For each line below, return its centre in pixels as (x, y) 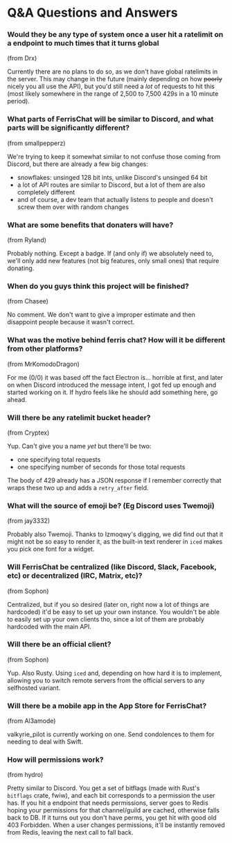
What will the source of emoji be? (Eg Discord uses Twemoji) (111, 506)
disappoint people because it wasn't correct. (71, 322)
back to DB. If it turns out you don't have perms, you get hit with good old (112, 818)
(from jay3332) (29, 521)
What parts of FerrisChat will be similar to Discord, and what (110, 119)
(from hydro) (25, 775)
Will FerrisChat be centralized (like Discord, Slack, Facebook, (112, 567)
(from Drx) (22, 58)
